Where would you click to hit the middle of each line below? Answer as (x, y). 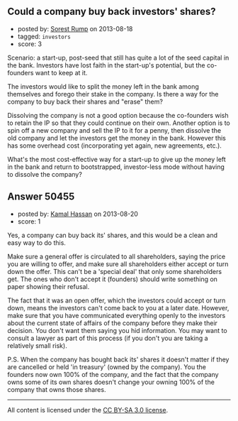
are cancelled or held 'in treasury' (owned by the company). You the (107, 367)
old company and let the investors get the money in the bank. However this (117, 138)
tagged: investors (44, 36)
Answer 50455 (41, 197)
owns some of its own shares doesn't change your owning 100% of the (111, 382)
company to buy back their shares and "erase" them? (85, 102)
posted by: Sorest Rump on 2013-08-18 (75, 28)
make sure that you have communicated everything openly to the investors (117, 315)
